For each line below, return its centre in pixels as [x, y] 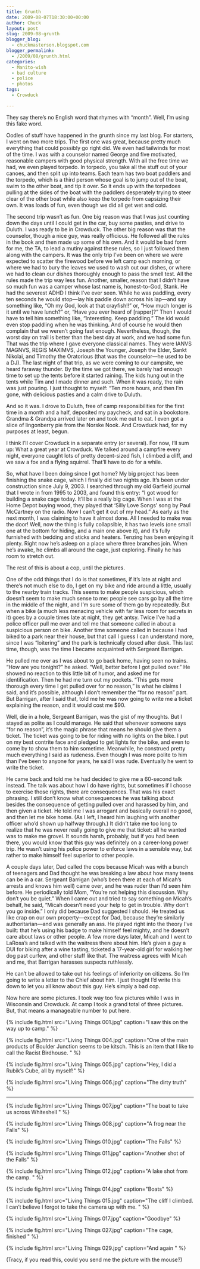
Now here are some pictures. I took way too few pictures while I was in [93, 998]
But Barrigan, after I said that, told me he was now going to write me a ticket [99, 698]
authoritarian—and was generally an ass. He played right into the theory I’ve [99, 924]
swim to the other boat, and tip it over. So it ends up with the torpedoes [93, 186]
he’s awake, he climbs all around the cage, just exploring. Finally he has [94, 550]
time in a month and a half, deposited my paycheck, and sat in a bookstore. [98, 412]
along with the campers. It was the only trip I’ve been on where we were [95, 255]
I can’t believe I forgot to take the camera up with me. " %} [78, 1207]
